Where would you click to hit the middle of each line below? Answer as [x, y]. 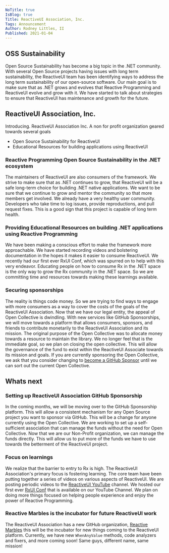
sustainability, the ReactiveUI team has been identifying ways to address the [84, 77]
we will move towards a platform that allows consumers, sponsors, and [79, 322]
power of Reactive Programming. [40, 501]
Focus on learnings [29, 457]
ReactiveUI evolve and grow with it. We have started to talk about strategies [84, 93]
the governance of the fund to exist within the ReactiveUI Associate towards [84, 349]
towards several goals [28, 131]
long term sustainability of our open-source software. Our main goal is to [81, 82]
